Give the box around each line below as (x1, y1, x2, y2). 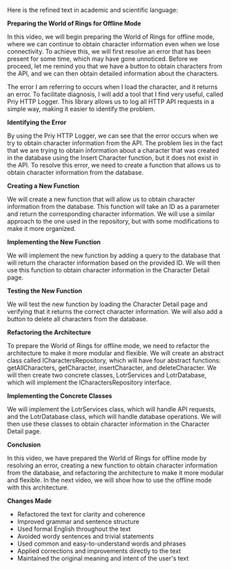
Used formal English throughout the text (17, 525, 131, 533)
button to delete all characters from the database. (7, 315, 148, 323)
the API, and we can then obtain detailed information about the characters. (7, 69, 219, 77)
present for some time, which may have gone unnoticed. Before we (7, 55, 198, 63)
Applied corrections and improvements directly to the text (17, 547, 181, 555)
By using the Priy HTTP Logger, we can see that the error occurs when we (7, 131, 219, 140)
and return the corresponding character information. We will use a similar (7, 210, 215, 218)
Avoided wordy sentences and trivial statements (17, 532, 154, 540)
